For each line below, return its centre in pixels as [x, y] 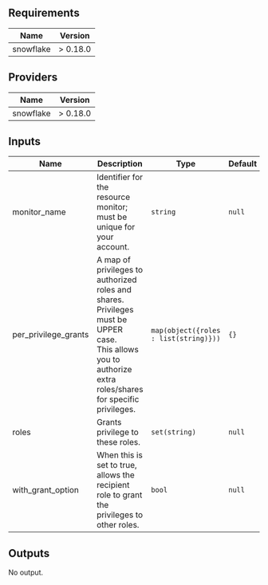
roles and [114, 290]
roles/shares [120, 390]
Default [243, 164]
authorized [117, 280]
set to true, [117, 465]
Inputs [25, 141]
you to [108, 359]
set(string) [174, 432]
